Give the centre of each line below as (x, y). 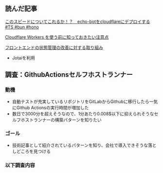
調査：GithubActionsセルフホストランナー (69, 75)
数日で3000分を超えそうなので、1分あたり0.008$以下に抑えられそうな (83, 113)
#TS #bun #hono (22, 27)
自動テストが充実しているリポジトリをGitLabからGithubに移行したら (81, 101)
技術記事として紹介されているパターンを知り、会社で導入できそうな (80, 145)
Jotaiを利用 (24, 58)
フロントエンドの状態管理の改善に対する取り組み (54, 47)
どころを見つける (34, 151)
